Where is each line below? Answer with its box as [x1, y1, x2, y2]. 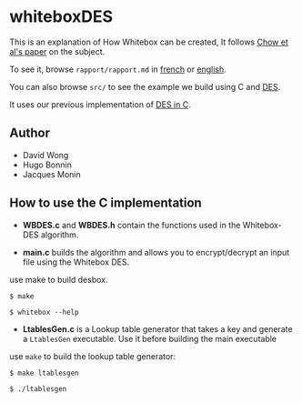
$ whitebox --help [9, 307, 79, 317]
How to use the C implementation [9, 196, 202, 211]
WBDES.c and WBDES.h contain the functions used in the [22, 219, 241, 230]
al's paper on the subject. [9, 45, 106, 56]
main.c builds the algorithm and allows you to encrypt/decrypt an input [22, 247, 290, 257]
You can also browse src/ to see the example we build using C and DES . [9, 81, 281, 92]
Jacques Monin [22, 168, 81, 179]
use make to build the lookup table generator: [9, 350, 176, 361]
